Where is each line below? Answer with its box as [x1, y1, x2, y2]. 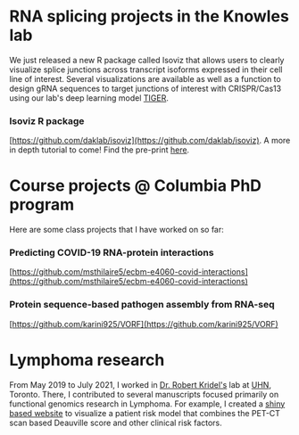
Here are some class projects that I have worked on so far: [9, 225, 225, 235]
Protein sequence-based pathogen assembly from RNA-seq [9, 299, 275, 311]
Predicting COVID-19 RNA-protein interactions [9, 247, 214, 259]
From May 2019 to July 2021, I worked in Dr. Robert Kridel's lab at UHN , [9, 379, 272, 390]
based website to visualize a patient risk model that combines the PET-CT [9, 407, 281, 418]
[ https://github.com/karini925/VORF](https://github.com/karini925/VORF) [9, 318, 278, 329]
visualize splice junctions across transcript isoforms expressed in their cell [9, 64, 283, 75]
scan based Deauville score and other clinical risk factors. [9, 417, 223, 428]
